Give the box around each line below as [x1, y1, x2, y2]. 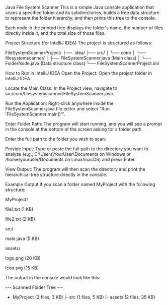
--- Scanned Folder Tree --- [5, 284, 63, 290]
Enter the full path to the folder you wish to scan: [5, 136, 107, 142]
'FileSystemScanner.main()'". [5, 111, 65, 117]
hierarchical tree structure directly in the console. [5, 171, 107, 177]
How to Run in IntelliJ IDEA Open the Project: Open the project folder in [5, 70, 152, 76]
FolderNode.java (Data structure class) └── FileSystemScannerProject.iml [5, 60, 159, 66]
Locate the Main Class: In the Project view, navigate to [5, 85, 118, 91]
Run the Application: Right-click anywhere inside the [5, 100, 114, 106]
